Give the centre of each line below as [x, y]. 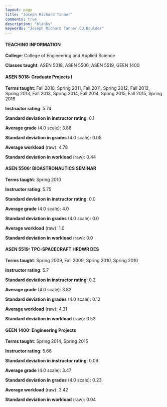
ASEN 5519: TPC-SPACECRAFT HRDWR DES [52, 249]
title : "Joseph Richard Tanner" [39, 15]
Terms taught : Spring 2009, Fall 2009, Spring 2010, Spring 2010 [72, 260]
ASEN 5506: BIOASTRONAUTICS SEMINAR [51, 168]
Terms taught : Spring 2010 [33, 179]
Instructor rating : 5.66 [28, 351]
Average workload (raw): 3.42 [37, 390]
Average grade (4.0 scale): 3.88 [38, 128]
